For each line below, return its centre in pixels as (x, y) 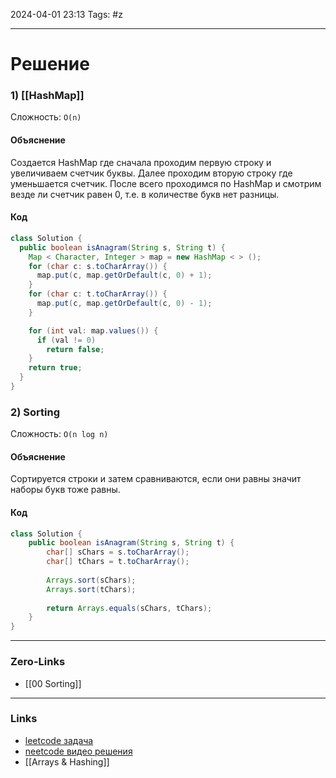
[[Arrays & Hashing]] (67, 761)
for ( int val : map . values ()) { (93, 330)
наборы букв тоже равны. (65, 490)
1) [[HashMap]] (47, 96)
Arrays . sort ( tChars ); (91, 589)
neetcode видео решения (78, 751)
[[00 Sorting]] (53, 683)
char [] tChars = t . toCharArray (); (118, 562)
